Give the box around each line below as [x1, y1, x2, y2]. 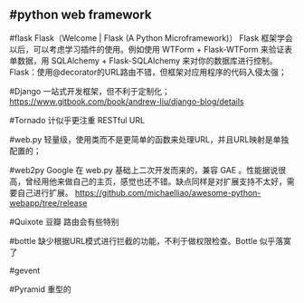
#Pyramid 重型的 [9, 283, 71, 294]
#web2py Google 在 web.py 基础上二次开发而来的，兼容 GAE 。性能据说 [9, 164, 279, 175]
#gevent [9, 265, 41, 276]
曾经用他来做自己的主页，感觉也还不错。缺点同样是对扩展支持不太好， [24, 176, 287, 187]
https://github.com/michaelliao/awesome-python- [74, 187, 261, 198]
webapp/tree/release [9, 197, 88, 208]
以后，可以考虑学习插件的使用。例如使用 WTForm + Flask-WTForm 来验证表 [9, 44, 293, 54]
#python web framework [9, 7, 152, 23]
